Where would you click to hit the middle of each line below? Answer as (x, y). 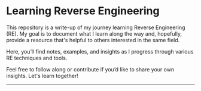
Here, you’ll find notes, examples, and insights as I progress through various (100, 51)
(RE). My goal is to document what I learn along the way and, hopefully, (94, 33)
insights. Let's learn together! (42, 76)
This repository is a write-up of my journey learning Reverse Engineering (96, 27)
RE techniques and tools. (37, 58)
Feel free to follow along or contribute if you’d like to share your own (90, 69)
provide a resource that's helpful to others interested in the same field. (93, 40)
